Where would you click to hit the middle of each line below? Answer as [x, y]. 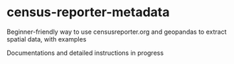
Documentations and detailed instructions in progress [85, 53]
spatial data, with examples [47, 39]
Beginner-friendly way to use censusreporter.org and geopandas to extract [117, 32]
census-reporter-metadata [88, 12]
